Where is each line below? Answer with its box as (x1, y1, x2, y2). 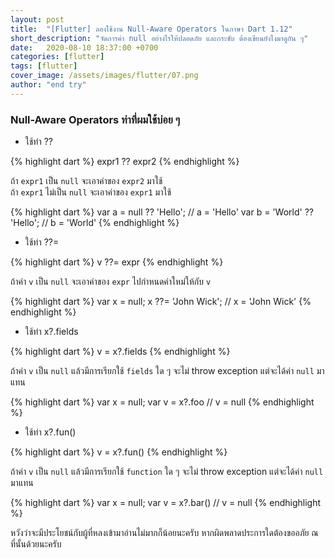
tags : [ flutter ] (10, 61, 78, 71)
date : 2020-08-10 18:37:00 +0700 (10, 42, 159, 53)
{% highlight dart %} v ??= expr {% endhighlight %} (10, 256, 224, 268)
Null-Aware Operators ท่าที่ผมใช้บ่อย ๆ (10, 112, 181, 126)
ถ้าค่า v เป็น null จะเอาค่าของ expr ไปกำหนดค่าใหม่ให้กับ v (10, 276, 212, 288)
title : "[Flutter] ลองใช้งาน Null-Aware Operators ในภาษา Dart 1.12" (10, 24, 293, 34)
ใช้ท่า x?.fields (24, 326, 79, 338)
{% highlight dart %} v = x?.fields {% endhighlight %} (10, 346, 231, 358)
